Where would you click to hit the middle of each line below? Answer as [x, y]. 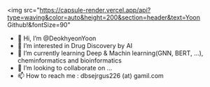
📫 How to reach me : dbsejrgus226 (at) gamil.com [91, 76]
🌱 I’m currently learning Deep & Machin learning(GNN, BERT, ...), [110, 53]
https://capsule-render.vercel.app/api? [95, 10]
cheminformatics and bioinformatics [70, 61]
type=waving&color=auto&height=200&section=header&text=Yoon [104, 17]
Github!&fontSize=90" [39, 25]
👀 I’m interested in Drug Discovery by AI [75, 46]
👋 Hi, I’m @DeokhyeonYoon [57, 38]
